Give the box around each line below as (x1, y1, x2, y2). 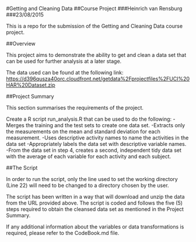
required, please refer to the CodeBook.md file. (6, 230, 120, 236)
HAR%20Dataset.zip (6, 81, 55, 88)
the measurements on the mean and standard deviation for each (6, 128, 160, 135)
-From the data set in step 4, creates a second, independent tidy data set (6, 146, 182, 154)
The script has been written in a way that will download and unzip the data (6, 193, 185, 200)
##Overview (6, 40, 36, 47)
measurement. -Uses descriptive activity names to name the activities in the (6, 134, 189, 141)
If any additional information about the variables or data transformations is (6, 223, 184, 230)
